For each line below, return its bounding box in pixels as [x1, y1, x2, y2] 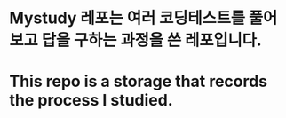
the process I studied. [9, 90, 173, 111]
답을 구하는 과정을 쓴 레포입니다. [41, 30, 262, 51]
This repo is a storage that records [9, 72, 268, 91]
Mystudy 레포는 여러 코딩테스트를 [9, 8, 246, 28]
